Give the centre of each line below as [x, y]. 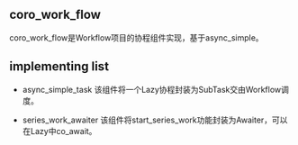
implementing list [59, 67]
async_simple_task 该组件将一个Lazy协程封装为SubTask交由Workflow [152, 89]
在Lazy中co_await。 [59, 131]
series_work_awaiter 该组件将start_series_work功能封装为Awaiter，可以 [155, 120]
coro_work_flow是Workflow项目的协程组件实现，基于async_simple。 [136, 37]
